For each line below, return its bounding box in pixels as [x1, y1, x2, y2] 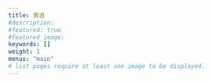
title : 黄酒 [8, 11, 45, 20]
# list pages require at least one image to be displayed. [8, 62, 206, 70]
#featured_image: [8, 33, 65, 41]
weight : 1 [8, 48, 41, 55]
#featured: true [8, 26, 61, 34]
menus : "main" [8, 55, 55, 63]
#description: [8, 19, 55, 27]
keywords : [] [8, 41, 51, 48]
